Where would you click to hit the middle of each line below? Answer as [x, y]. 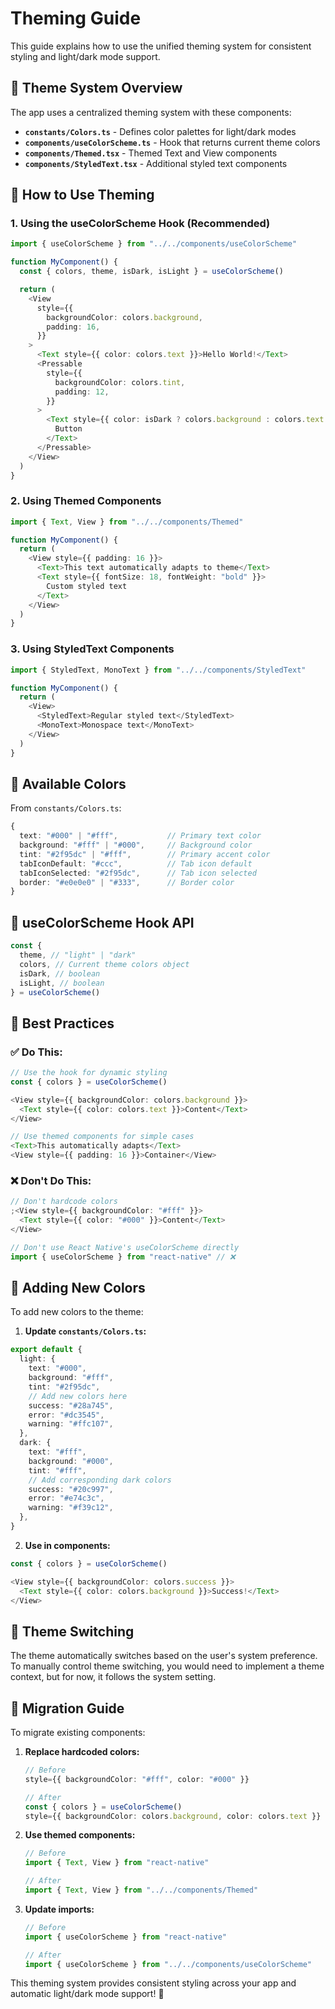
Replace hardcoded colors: [82, 1752]
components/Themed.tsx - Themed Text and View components [151, 153]
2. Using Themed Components [86, 501]
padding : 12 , [82, 392]
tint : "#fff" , [57, 1470]
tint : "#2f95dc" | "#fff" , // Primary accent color [145, 854]
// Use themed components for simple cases [102, 1137]
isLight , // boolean [62, 983]
